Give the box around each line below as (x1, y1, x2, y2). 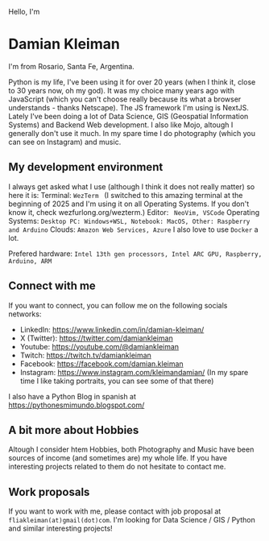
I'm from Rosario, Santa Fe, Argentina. (8, 61, 134, 71)
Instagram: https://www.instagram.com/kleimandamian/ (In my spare (19, 367, 249, 377)
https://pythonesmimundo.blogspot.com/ (8, 400, 145, 410)
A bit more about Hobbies (8, 423, 139, 437)
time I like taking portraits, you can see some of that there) (19, 376, 214, 386)
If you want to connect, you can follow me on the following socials (8, 300, 228, 310)
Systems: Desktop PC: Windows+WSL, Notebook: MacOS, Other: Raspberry (8, 216, 250, 225)
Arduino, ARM (8, 257, 52, 265)
